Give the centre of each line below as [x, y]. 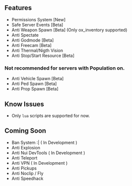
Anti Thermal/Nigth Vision [37, 50]
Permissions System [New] [38, 19]
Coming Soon [25, 131]
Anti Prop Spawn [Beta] [35, 89]
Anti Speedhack [27, 178]
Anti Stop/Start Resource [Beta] [43, 56]
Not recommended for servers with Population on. [65, 68]
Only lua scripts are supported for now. [51, 115]
